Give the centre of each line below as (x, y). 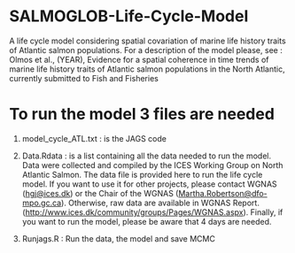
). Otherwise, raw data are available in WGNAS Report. (160, 203)
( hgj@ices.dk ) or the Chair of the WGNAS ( (100, 193)
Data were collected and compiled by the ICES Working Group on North (152, 165)
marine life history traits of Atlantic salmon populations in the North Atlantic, (147, 69)
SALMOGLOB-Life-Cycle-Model (129, 16)
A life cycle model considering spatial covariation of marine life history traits (147, 41)
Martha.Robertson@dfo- (223, 193)
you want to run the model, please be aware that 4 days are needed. (147, 221)
